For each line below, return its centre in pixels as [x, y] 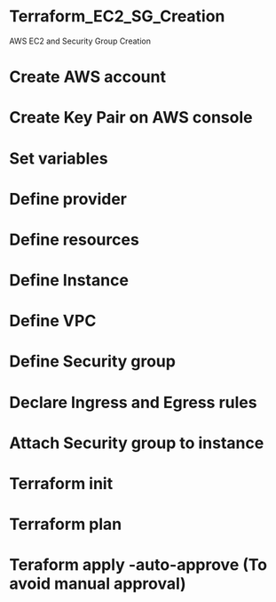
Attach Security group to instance [137, 443]
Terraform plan [66, 524]
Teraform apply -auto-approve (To [138, 565]
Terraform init [61, 484]
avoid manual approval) [98, 584]
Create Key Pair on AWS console [131, 118]
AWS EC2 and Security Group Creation [80, 41]
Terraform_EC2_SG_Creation [117, 16]
